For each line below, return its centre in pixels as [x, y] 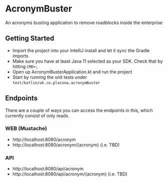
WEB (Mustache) [26, 128]
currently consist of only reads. [37, 115]
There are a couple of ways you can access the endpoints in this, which [79, 110]
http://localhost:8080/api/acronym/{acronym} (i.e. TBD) [70, 174]
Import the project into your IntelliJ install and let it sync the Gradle [81, 50]
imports [20, 56]
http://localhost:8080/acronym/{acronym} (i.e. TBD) [66, 145]
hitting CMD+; [25, 66]
